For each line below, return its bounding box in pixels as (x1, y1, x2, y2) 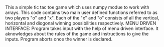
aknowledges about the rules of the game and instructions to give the (5, 31, 149, 36)
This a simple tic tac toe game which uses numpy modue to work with (5, 4, 149, 10)
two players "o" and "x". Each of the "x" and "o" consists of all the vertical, (5, 15, 159, 20)
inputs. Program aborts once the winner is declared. (5, 36, 113, 42)
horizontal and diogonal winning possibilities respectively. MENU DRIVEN (5, 20, 156, 26)
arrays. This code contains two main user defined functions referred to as (5, 9, 158, 15)
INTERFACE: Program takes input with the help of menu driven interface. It (5, 25, 159, 31)
